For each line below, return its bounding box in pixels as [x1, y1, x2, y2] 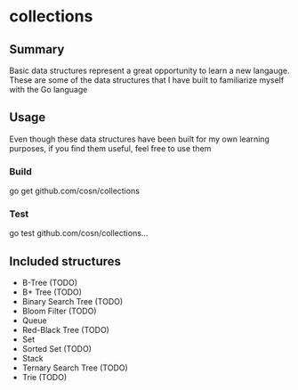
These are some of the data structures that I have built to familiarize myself [9, 75, 285, 85]
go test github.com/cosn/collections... [9, 228, 149, 239]
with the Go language [9, 85, 88, 94]
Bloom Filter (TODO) [21, 305, 97, 317]
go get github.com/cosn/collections [9, 185, 141, 197]
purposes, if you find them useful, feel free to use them [9, 142, 212, 153]
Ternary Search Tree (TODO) [21, 362, 129, 373]
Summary [9, 42, 65, 57]
